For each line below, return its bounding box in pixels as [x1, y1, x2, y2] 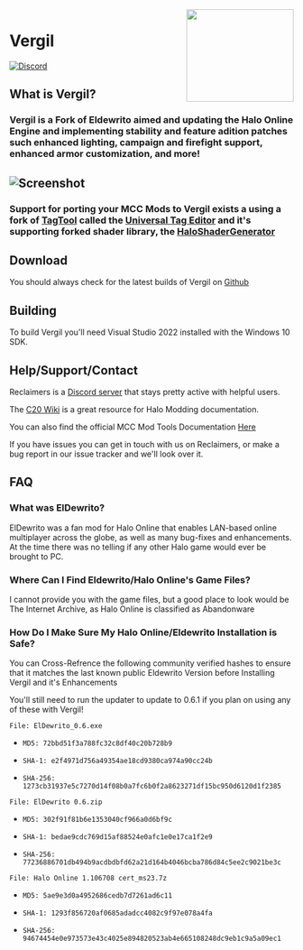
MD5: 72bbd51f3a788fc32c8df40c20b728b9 [22, 739, 173, 748]
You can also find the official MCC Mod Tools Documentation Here [9, 421, 257, 432]
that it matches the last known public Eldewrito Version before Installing [9, 668, 275, 678]
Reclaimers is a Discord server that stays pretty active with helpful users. [9, 387, 281, 397]
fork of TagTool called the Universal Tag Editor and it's [9, 214, 252, 226]
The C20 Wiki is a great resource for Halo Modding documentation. [9, 404, 260, 414]
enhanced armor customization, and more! [9, 148, 201, 161]
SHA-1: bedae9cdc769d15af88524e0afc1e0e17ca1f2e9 [22, 833, 214, 842]
